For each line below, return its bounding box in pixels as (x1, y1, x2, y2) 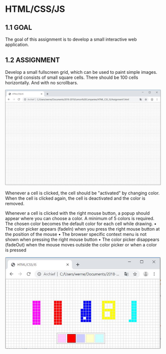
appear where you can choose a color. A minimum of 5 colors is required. (5, 216, 155, 222)
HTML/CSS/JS (5, 3, 65, 15)
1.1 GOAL (5, 23, 32, 32)
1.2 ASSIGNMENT (5, 56, 60, 64)
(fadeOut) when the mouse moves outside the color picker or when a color (5, 242, 157, 248)
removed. (5, 201, 25, 207)
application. (5, 42, 29, 48)
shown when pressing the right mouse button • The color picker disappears (5, 236, 160, 242)
